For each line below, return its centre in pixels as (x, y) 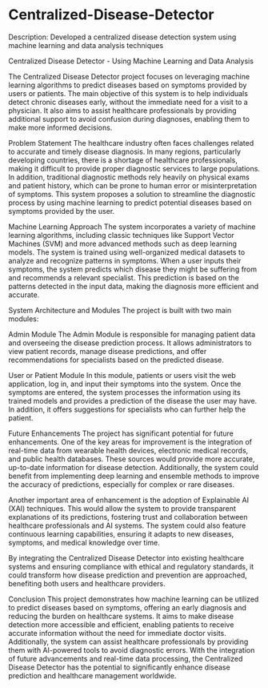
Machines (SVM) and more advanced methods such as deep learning (123, 243)
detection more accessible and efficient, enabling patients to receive (121, 624)
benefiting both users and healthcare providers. (87, 583)
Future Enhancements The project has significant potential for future (121, 433)
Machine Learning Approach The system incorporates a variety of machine (132, 227)
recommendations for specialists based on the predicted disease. (116, 360)
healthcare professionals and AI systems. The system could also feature (127, 525)
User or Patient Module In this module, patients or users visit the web (122, 375)
